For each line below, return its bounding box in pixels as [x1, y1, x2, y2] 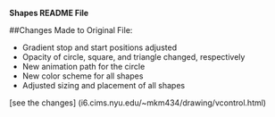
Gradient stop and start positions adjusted [21, 42, 177, 53]
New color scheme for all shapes [21, 71, 144, 81]
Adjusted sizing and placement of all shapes [21, 80, 186, 90]
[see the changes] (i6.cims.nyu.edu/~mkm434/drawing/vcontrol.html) [9, 97, 266, 108]
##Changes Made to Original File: [9, 25, 133, 35]
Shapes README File [9, 8, 89, 18]
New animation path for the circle [21, 62, 146, 71]
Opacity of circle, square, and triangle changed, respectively [21, 52, 246, 62]
